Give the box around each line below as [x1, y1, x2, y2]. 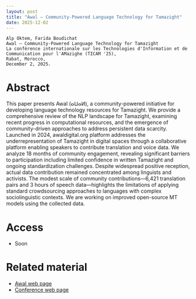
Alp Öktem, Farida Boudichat [6, 36, 77, 42]
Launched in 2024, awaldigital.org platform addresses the [6, 132, 146, 139]
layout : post [6, 8, 38, 15]
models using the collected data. [6, 200, 85, 207]
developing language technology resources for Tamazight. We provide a [6, 106, 181, 113]
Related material [6, 261, 87, 274]
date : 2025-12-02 [6, 19, 49, 25]
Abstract [6, 80, 50, 94]
